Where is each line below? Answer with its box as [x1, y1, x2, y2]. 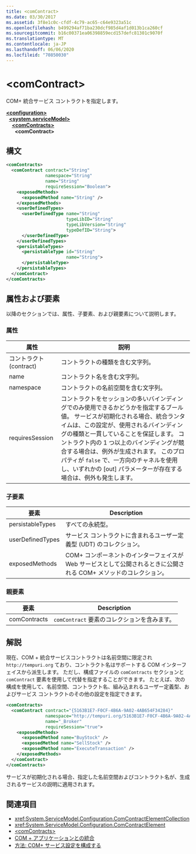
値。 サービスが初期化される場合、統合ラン [61, 412, 180, 420]
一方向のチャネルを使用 [113, 456, 178, 464]
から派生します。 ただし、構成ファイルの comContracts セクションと [21, 669, 184, 676]
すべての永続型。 [65, 521, 112, 529]
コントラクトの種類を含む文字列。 [61, 358, 155, 366]
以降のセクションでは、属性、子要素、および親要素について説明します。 [6, 311, 180, 318]
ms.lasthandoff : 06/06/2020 [6, 47, 75, 53]
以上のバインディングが [114, 438, 179, 446]
